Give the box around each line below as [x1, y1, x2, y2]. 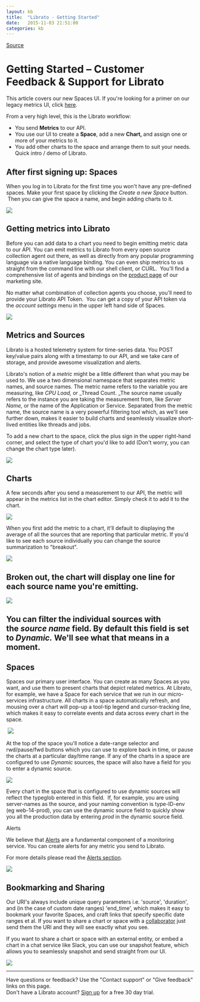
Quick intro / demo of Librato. [14, 150, 87, 157]
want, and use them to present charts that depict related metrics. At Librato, [6, 684, 192, 692]
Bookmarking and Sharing [6, 882, 105, 892]
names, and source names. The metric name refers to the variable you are [6, 382, 188, 390]
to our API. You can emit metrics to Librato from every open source [6, 245, 171, 253]
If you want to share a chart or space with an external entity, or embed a [6, 935, 183, 942]
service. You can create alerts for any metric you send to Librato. [6, 842, 165, 849]
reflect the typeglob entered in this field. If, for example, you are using [6, 794, 179, 801]
